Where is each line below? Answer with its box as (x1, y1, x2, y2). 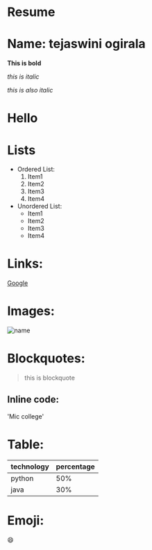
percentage (56, 462, 95, 471)
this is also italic (7, 86, 53, 95)
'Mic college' (7, 412, 44, 421)
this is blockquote (24, 373, 75, 382)
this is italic (7, 72, 40, 81)
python (10, 474, 34, 483)
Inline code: (7, 394, 59, 405)
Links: (7, 256, 44, 272)
